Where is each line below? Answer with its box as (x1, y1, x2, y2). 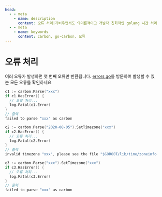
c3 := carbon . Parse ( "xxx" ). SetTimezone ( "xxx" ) (5, 161, 101, 166)
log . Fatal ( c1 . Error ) (9, 103, 51, 107)
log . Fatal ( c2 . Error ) (9, 138, 51, 143)
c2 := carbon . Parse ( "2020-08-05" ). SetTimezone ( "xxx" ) (5, 124, 116, 130)
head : (5, 7, 16, 12)
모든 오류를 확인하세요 (10, 79, 52, 85)
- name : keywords (14, 30, 49, 34)
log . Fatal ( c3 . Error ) (9, 174, 51, 179)
